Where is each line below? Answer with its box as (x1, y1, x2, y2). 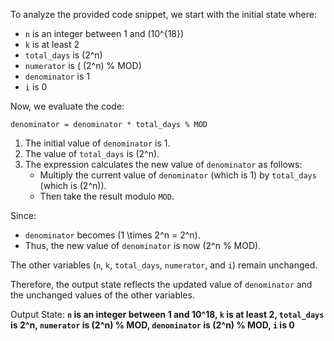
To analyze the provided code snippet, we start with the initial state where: (10, 9, 317, 20)
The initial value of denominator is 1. (24, 137, 171, 149)
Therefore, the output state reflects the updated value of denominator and (10, 279, 313, 290)
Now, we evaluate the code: (10, 100, 125, 112)
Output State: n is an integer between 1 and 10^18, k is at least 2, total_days (10, 309, 325, 320)
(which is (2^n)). (39, 180, 107, 191)
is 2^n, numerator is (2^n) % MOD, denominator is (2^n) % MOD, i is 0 (10, 319, 295, 331)
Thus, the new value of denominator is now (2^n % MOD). (24, 240, 262, 251)
